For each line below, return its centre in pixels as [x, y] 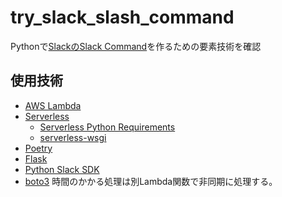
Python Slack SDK [62, 169]
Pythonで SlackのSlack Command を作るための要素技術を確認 [136, 46]
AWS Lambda [53, 105]
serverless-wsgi [73, 137]
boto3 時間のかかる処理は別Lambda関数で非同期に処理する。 [151, 181]
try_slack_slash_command [122, 17]
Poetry [38, 148]
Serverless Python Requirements [107, 127]
